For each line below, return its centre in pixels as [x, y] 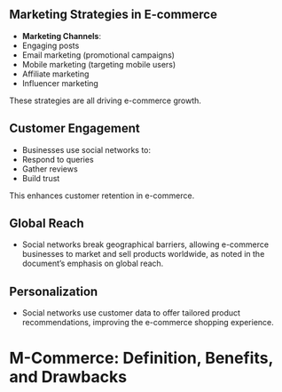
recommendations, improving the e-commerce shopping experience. [148, 323]
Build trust [41, 178]
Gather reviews [50, 169]
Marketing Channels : [62, 36]
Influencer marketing [60, 83]
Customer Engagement [74, 128]
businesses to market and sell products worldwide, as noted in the [143, 254]
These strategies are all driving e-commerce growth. [106, 100]
